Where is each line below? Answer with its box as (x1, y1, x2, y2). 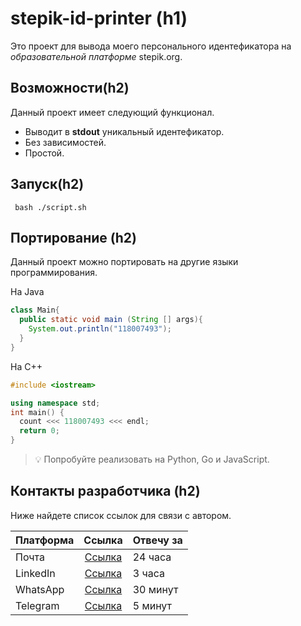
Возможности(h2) (10, 80, 130, 97)
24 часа (132, 550, 172, 564)
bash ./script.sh (14, 202, 87, 212)
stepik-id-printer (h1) (10, 7, 188, 30)
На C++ (10, 360, 43, 372)
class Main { (10, 305, 60, 316)
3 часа (132, 566, 165, 580)
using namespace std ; (10, 398, 101, 408)
